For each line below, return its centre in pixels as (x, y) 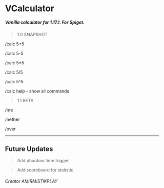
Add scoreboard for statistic (45, 170)
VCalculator (30, 9)
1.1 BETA (25, 101)
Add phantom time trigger (43, 160)
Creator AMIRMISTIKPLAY (31, 181)
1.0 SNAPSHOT (32, 35)
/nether (12, 119)
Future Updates (29, 149)
